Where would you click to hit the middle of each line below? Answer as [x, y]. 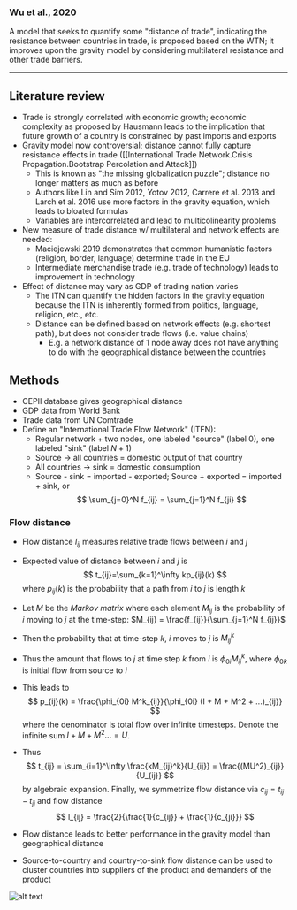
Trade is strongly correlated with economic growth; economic [134, 118]
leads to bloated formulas [82, 211]
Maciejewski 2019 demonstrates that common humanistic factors [153, 249]
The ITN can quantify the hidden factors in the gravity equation [150, 296]
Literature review [57, 96]
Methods [34, 380]
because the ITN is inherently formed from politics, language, [147, 305]
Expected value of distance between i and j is [105, 561]
